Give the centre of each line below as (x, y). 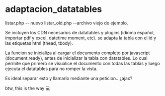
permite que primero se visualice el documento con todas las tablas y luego (82, 63)
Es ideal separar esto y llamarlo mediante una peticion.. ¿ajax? (69, 78)
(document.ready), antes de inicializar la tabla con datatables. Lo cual (76, 58)
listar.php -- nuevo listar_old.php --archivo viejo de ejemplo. (67, 23)
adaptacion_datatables (54, 9)
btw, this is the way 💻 (28, 88)
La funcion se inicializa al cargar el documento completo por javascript (78, 53)
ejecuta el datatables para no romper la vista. (51, 69)
